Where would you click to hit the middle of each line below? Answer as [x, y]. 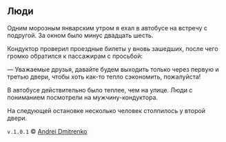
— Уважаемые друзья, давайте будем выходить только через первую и [113, 69]
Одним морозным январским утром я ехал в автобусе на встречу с [107, 28]
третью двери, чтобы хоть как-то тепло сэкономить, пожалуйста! [104, 77]
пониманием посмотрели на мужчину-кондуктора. [83, 97]
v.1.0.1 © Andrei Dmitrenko [47, 131]
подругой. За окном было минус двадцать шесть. [80, 35]
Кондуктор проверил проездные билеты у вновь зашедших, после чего [113, 48]
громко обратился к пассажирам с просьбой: [75, 56]
